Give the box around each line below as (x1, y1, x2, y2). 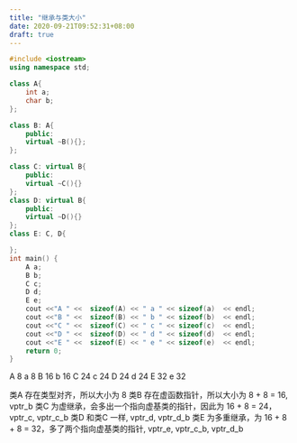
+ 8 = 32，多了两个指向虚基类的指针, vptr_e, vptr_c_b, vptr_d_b (9, 423, 244, 434)
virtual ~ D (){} (25, 213, 83, 222)
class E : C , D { (9, 229, 67, 239)
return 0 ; (25, 346, 63, 355)
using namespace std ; (9, 63, 91, 72)
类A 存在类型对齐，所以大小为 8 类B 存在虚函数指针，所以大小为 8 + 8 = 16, (9, 390, 288, 401)
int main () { (9, 254, 58, 263)
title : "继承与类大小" (9, 13, 86, 23)
